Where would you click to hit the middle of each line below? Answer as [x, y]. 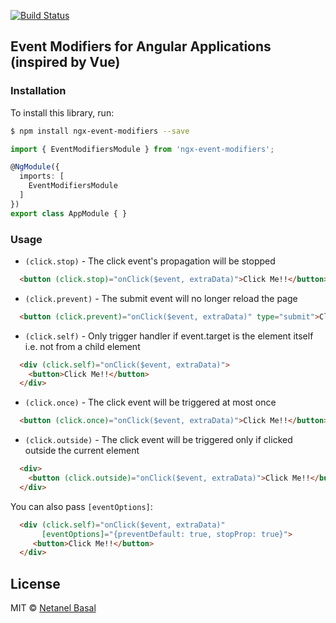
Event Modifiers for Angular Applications [141, 46]
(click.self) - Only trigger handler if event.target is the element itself [169, 336]
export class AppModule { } [69, 213]
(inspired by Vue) [65, 62]
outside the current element [82, 451]
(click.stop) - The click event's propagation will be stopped [150, 261]
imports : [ [42, 176]
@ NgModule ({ [35, 167]
